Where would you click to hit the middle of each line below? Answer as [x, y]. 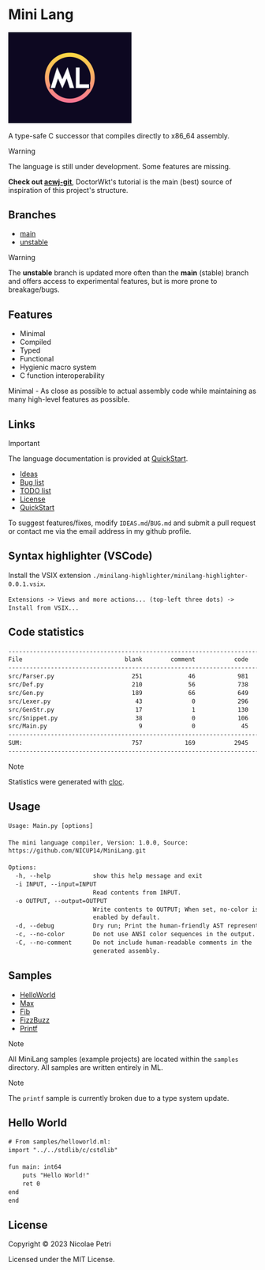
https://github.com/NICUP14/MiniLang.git [77, 851]
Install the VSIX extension [50, 575]
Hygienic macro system [58, 367]
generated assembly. [126, 951]
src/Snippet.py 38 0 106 [128, 718]
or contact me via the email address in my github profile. [100, 531]
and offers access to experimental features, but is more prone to [113, 282]
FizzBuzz [34, 1020]
